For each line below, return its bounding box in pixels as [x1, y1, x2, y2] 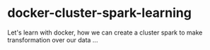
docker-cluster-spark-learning [7, 5, 192, 21]
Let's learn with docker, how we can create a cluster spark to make [7, 28, 203, 37]
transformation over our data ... [7, 35, 98, 44]
